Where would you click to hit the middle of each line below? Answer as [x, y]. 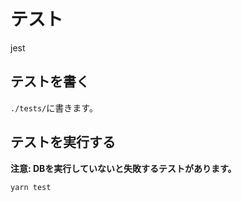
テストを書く [50, 81]
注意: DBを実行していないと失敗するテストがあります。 [123, 168]
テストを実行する [63, 142]
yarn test [31, 187]
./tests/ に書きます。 [54, 107]
